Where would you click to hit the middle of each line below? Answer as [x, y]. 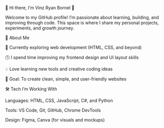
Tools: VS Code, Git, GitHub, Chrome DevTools [53, 110]
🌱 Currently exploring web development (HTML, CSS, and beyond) [74, 47]
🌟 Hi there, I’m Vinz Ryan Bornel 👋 [40, 8]
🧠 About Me [17, 38]
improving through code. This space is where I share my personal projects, [82, 23]
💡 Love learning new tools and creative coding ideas [59, 69]
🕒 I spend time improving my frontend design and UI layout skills [72, 57]
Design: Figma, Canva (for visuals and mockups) [55, 120]
